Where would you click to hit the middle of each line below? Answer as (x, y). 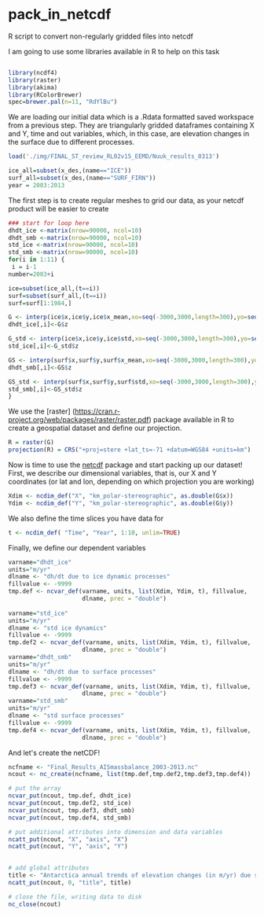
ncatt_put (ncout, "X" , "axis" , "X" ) (68, 839)
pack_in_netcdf (60, 15)
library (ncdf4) (33, 72)
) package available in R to (191, 420)
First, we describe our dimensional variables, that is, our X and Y (113, 473)
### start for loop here (49, 223)
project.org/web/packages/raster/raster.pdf (79, 420)
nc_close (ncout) (35, 904)
